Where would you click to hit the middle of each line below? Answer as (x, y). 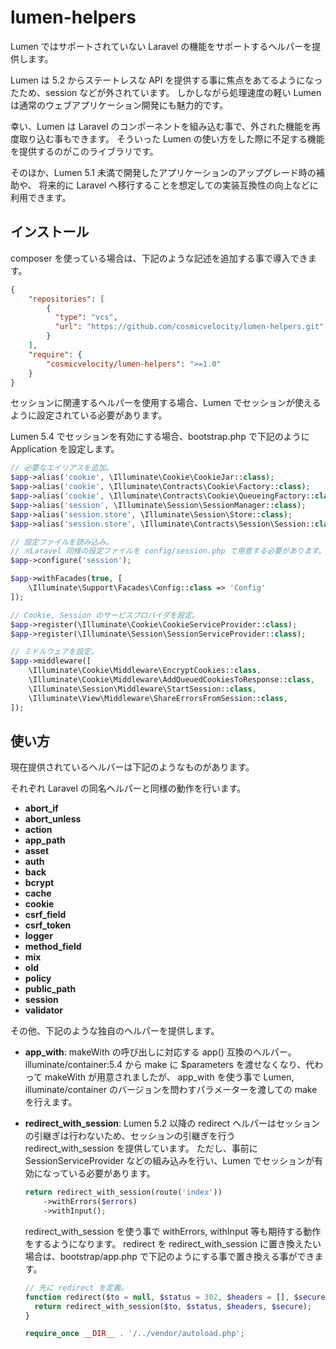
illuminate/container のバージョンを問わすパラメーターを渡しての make (171, 1090)
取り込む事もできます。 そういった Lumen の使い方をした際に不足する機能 (171, 138)
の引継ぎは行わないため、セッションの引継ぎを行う (130, 1136)
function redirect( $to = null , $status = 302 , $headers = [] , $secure (175, 1297)
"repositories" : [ (66, 299)
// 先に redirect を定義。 (76, 1287)
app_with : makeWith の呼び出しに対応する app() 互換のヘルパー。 (160, 1052)
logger (38, 936)
